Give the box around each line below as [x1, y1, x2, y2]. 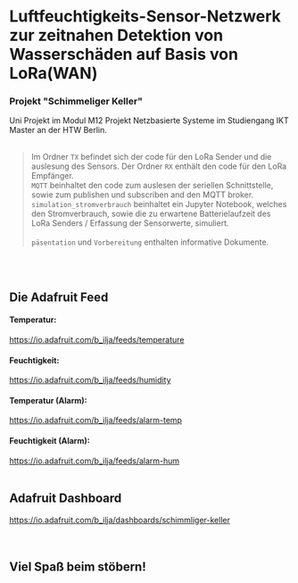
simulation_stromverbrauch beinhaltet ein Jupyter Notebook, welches [30, 199, 287, 210]
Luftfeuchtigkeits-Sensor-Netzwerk [9, 6, 281, 27]
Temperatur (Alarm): [9, 395, 87, 405]
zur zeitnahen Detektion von [9, 25, 224, 46]
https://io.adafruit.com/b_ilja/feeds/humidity [9, 375, 171, 386]
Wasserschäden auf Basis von [9, 45, 239, 64]
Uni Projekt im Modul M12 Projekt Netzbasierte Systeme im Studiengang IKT [9, 115, 289, 126]
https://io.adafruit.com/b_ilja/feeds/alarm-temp [9, 415, 183, 426]
